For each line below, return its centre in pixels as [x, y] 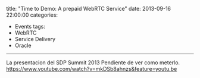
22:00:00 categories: [32, 15]
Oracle [23, 45]
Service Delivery [35, 39]
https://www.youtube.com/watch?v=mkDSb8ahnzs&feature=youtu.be [92, 69]
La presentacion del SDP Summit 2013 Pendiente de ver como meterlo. [93, 63]
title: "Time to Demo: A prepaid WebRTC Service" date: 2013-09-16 [89, 9]
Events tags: [30, 26]
